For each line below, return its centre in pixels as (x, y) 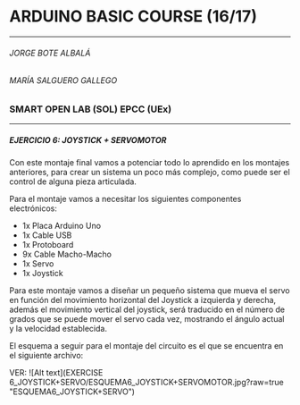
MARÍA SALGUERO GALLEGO (63, 80)
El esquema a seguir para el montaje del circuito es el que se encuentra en (146, 346)
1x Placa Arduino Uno (61, 226)
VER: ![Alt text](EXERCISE (56, 373)
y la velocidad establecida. (58, 329)
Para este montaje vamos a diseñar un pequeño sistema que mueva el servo (150, 291)
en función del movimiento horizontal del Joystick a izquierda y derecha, (143, 300)
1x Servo (38, 264)
